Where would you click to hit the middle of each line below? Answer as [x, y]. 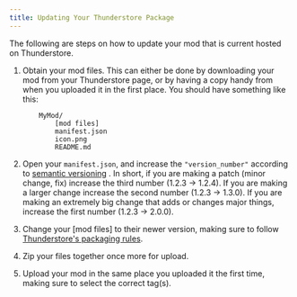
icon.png [71, 139]
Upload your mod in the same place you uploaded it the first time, [143, 273]
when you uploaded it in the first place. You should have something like [154, 89]
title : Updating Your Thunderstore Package [92, 18]
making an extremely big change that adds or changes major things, [148, 202]
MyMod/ [51, 115]
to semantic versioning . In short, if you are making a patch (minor [144, 173]
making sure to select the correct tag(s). [97, 283]
